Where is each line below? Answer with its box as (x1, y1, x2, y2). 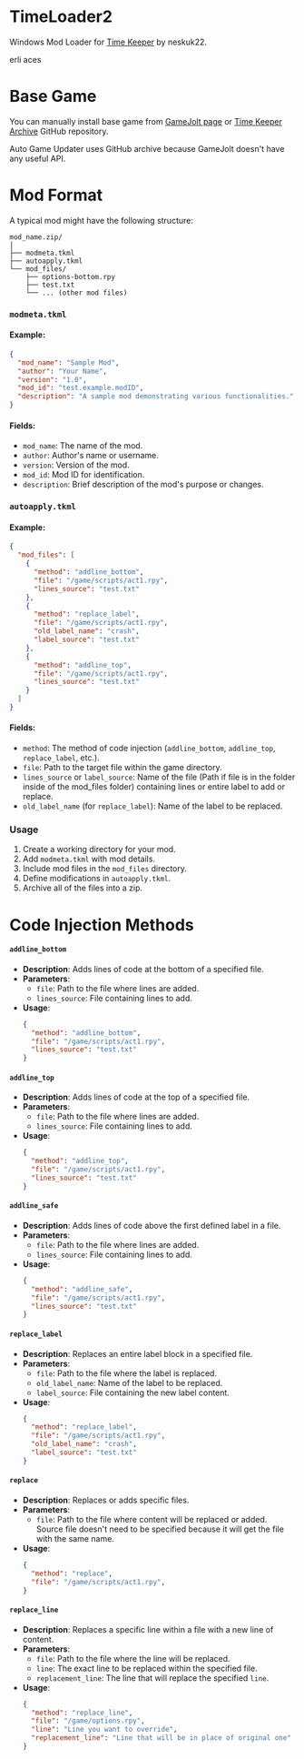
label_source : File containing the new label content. (35, 1387, 230, 1398)
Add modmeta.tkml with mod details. (22, 853, 156, 865)
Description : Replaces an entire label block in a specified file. (22, 1348, 253, 1359)
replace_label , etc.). (22, 752, 100, 763)
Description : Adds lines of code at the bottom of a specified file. (22, 963, 265, 974)
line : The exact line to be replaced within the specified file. (35, 1663, 258, 1674)
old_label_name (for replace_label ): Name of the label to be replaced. (22, 800, 283, 811)
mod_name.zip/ (9, 232, 64, 242)
